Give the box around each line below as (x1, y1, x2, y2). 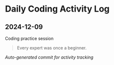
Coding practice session (5, 35, 54, 41)
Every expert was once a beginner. (16, 45, 87, 50)
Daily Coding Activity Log (5, 3, 110, 15)
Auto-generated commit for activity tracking (5, 54, 94, 60)
